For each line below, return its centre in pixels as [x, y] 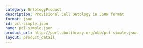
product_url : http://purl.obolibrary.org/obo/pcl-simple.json [71, 33]
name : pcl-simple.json [29, 28]
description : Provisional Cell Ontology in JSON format [65, 14]
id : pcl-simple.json [27, 24]
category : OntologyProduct [33, 10]
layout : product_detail [30, 38]
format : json [19, 19]
